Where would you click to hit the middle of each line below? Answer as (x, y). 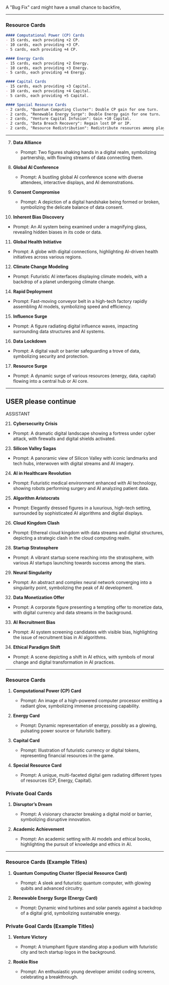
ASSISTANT (18, 414)
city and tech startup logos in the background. (68, 952)
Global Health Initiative (37, 242)
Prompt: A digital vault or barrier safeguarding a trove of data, (77, 351)
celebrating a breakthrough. (49, 977)
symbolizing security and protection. (51, 356)
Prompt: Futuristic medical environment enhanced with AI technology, (85, 483)
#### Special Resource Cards (36, 105)
